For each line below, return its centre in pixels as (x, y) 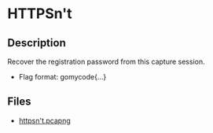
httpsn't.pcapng (45, 120)
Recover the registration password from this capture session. (106, 61)
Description (37, 43)
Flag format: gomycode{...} (62, 77)
